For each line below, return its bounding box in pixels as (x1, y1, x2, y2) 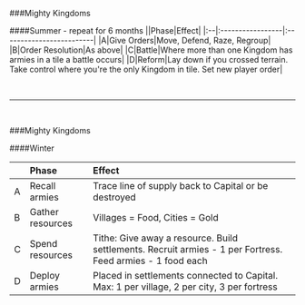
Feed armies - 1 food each (93, 254, 208, 267)
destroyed (93, 191, 136, 203)
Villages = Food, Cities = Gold (93, 212, 220, 223)
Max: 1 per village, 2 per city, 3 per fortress (93, 280, 279, 293)
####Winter (9, 143, 54, 153)
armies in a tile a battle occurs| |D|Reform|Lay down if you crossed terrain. (9, 54, 289, 64)
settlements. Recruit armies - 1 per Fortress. (93, 243, 283, 255)
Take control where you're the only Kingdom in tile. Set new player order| (9, 64, 283, 74)
